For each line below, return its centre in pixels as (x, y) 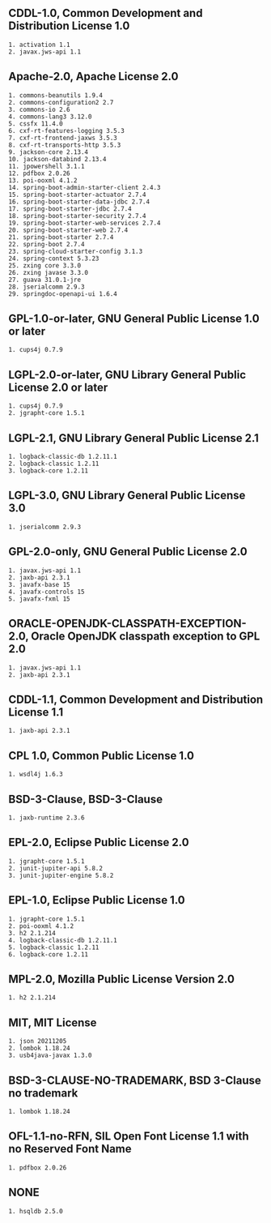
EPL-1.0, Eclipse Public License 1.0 (97, 900)
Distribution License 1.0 (69, 26)
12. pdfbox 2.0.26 (39, 173)
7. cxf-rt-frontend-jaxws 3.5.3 (63, 138)
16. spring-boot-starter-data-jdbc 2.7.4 (79, 202)
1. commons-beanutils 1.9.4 (56, 95)
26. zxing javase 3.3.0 (49, 272)
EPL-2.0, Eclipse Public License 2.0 (99, 842)
